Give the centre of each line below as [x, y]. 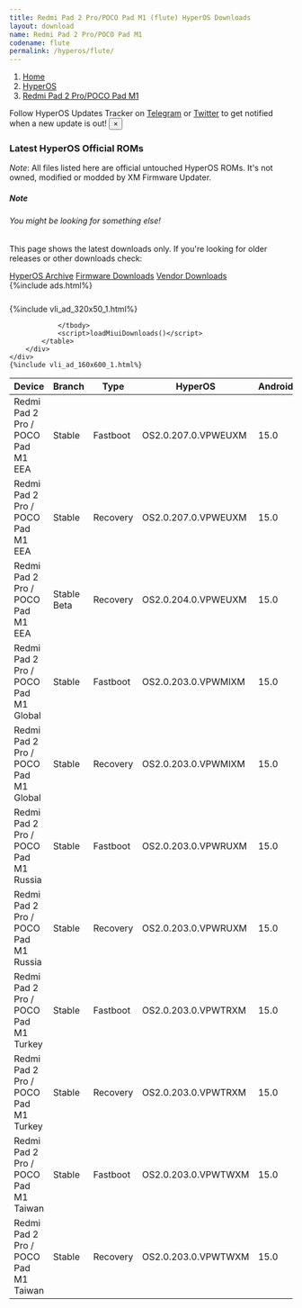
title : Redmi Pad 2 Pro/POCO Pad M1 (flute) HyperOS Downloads [130, 18]
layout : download [42, 26]
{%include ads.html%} [51, 285]
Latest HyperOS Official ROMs [76, 149]
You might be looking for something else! [85, 221]
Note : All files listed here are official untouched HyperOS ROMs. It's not [141, 168]
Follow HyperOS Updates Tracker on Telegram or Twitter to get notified [142, 113]
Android [275, 386]
